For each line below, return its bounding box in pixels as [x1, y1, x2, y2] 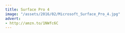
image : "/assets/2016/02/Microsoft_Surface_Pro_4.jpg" [5, 12, 121, 16]
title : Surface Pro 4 [5, 7, 50, 12]
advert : [5, 16, 21, 21]
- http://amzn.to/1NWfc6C [5, 20, 58, 26]
